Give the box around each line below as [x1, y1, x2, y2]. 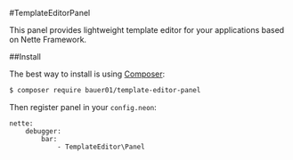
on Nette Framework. [9, 35, 87, 44]
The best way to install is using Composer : [9, 68, 166, 79]
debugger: [25, 126, 62, 136]
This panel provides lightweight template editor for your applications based [9, 25, 285, 35]
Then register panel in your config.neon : [9, 101, 158, 112]
